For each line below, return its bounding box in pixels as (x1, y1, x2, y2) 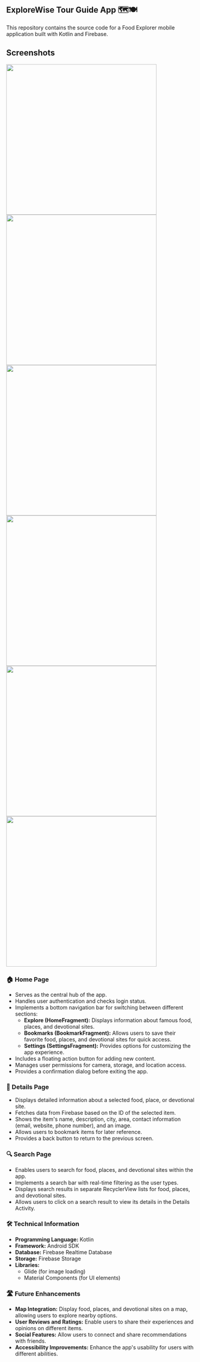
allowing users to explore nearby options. (14, 1312, 118, 1319)
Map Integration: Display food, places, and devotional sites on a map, (14, 1305, 188, 1313)
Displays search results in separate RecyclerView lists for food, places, (14, 1185, 190, 1192)
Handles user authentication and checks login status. (14, 997, 147, 1005)
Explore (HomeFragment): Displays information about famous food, (23, 1016, 192, 1024)
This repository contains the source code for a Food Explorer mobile (6, 23, 175, 31)
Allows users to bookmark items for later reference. (14, 1129, 142, 1136)
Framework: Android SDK (14, 1242, 79, 1250)
